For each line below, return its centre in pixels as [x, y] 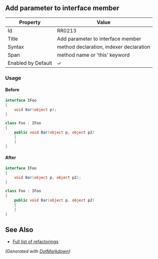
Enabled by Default [30, 63]
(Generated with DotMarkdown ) [38, 252]
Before [12, 90]
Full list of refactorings [35, 242]
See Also [19, 230]
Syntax [16, 47]
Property [30, 22]
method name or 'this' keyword [93, 55]
